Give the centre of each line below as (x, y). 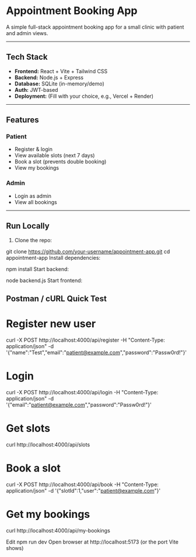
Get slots (28, 428)
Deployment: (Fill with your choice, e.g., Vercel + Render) (84, 96)
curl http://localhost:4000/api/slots (48, 444)
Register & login (33, 149)
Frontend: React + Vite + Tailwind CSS (61, 71)
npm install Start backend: (37, 269)
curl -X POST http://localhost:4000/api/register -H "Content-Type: (85, 340)
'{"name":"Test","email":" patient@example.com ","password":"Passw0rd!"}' (97, 352)
